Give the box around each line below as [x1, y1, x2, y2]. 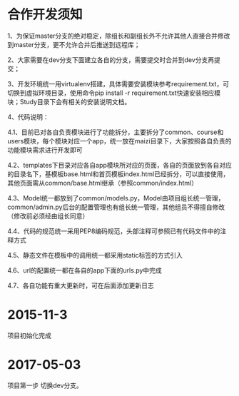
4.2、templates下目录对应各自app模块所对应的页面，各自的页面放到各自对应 [7, 161, 232, 169]
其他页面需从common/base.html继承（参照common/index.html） [7, 178, 198, 187]
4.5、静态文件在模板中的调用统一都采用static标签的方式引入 [7, 250, 183, 259]
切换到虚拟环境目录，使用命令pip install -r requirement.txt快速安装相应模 [7, 88, 221, 97]
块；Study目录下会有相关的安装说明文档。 [7, 97, 131, 106]
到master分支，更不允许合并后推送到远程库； [7, 40, 141, 49]
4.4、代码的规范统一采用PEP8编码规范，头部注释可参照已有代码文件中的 [7, 226, 220, 235]
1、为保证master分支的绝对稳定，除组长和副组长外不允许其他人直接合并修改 [7, 31, 230, 40]
